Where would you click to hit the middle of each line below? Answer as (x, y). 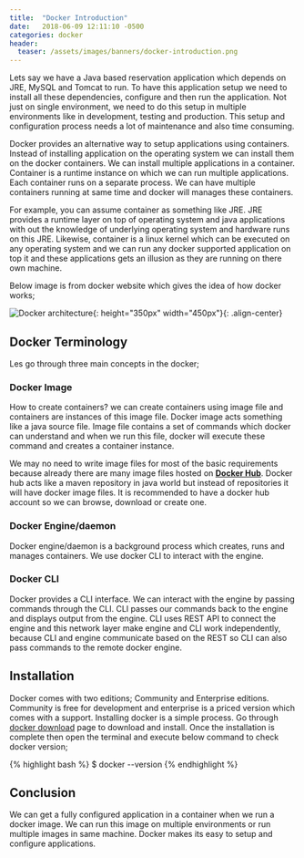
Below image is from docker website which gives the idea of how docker (146, 286)
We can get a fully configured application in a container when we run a (142, 815)
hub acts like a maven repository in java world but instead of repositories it (149, 483)
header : (24, 43)
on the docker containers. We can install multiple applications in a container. (152, 163)
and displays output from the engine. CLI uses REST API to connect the (143, 618)
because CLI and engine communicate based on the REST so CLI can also (148, 637)
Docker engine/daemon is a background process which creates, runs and (147, 546)
